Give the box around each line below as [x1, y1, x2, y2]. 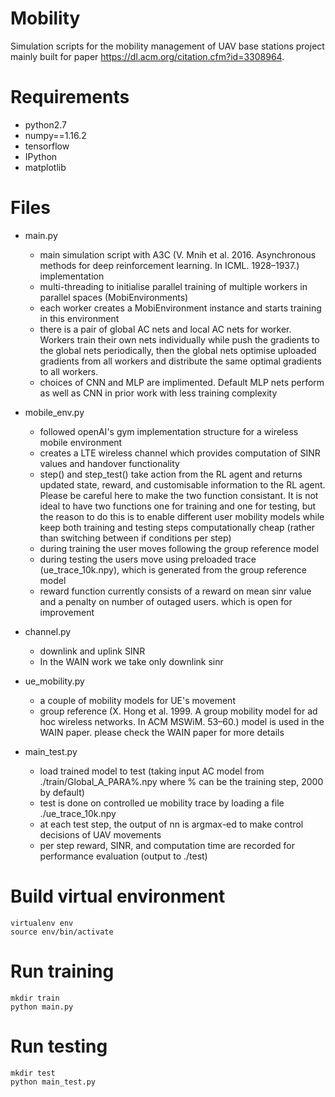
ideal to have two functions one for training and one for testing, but [39, 500, 317, 512]
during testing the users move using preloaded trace [39, 553, 257, 565]
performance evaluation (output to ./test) [39, 850, 208, 862]
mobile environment [39, 436, 123, 448]
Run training [10, 960, 115, 982]
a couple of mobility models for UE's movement [39, 694, 236, 706]
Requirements [10, 86, 130, 109]
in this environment [39, 312, 120, 324]
